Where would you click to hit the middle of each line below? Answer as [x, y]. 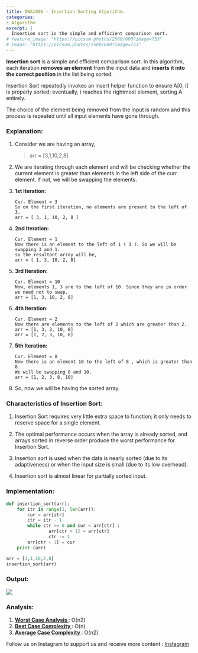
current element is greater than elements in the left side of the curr [96, 173]
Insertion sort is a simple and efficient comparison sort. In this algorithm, [95, 61]
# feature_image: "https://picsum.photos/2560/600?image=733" [84, 39]
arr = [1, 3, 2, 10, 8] [44, 330]
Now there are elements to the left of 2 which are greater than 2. [101, 324]
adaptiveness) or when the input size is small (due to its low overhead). [101, 465]
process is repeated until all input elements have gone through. [83, 115]
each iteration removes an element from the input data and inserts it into [95, 67]
